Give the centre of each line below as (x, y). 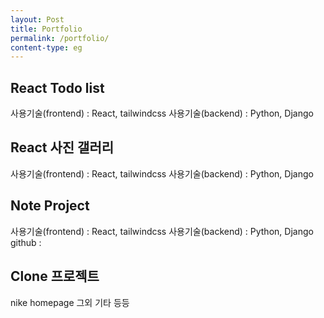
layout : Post (37, 19)
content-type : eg (46, 47)
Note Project (50, 206)
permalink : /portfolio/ (60, 38)
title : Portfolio (46, 29)
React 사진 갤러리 (62, 147)
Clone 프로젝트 (55, 276)
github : (26, 242)
